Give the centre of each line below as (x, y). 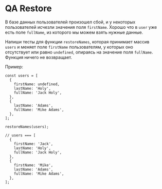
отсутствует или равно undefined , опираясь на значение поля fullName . (79, 52)
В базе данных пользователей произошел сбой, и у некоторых (70, 22)
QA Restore (28, 9)
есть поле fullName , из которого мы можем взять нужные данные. (74, 32)
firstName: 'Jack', (34, 144)
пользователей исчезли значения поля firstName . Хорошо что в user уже (81, 27)
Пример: (14, 67)
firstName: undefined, (37, 84)
